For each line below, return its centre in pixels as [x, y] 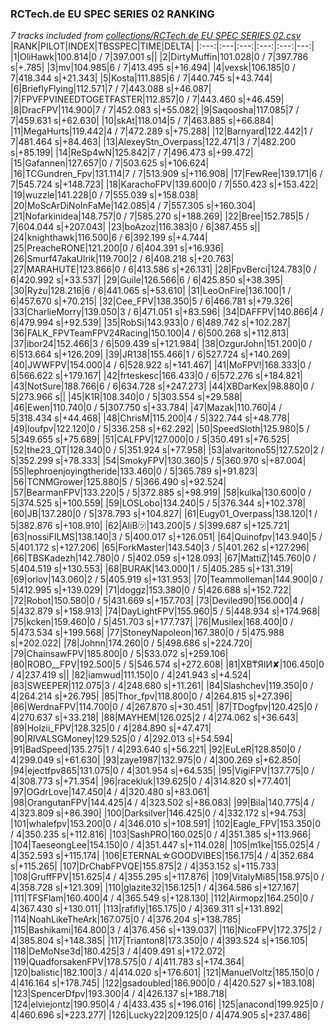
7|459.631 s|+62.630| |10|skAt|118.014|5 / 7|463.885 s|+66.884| [142, 121]
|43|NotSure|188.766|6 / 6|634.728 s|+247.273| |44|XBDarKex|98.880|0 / [162, 386]
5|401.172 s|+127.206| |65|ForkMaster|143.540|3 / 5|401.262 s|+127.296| [160, 548]
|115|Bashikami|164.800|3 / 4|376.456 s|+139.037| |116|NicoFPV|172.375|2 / [166, 930]
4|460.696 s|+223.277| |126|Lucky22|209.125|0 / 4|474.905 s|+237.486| [160, 1015]
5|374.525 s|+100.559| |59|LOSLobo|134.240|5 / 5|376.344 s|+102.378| [158, 503]
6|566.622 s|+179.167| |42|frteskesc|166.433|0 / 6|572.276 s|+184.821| [156, 376]
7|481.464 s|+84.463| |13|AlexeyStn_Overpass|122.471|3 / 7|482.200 [153, 142]
